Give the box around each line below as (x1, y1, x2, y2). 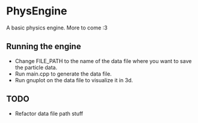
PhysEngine (6, 4, 67, 18)
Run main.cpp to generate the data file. (14, 70, 112, 77)
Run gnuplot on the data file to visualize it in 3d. (14, 76, 134, 83)
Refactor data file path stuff (14, 110, 84, 117)
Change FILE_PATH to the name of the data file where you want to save (14, 57, 192, 64)
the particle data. (14, 64, 58, 71)
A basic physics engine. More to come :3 (6, 24, 108, 31)
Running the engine (6, 41, 81, 52)
